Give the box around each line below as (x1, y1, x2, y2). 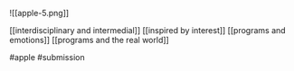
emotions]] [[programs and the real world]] (9, 35, 169, 45)
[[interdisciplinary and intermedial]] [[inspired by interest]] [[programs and (9, 25, 287, 35)
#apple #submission (9, 52, 85, 62)
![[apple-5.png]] (9, 8, 70, 18)
